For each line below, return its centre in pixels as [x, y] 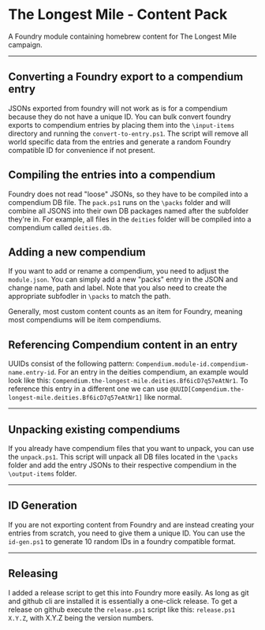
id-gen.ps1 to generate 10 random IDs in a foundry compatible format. [122, 541]
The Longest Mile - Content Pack [118, 15]
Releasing [33, 574]
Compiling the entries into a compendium [112, 175]
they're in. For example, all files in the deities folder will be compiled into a [130, 219]
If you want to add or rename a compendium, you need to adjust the [119, 271]
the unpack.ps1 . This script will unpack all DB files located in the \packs [123, 457]
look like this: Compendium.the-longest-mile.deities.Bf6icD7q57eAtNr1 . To [128, 381]
